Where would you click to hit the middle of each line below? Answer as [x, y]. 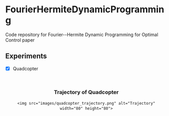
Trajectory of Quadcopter [86, 92]
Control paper [20, 40]
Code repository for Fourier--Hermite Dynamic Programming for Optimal [82, 34]
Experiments [26, 56]
